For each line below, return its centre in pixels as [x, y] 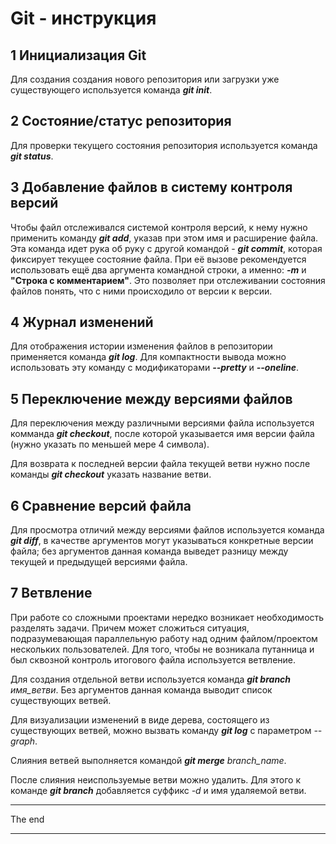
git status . [32, 156]
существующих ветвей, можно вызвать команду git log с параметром [161, 730]
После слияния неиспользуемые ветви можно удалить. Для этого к [156, 779]
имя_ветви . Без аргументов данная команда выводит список [141, 689]
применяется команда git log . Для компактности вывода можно [148, 357]
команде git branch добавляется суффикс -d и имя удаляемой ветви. [158, 790]
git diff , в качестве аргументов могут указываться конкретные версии [162, 541]
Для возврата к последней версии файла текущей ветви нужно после [160, 464]
